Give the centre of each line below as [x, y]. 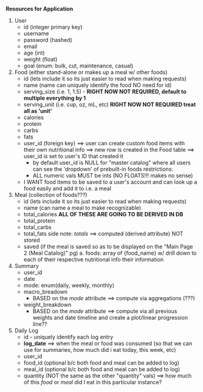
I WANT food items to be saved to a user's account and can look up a [110, 182]
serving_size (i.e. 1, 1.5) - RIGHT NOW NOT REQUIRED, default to [105, 91]
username [36, 33]
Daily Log [26, 330]
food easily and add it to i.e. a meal [67, 188]
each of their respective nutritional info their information [94, 260]
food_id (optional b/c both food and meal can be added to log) [101, 363]
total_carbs [38, 227]
